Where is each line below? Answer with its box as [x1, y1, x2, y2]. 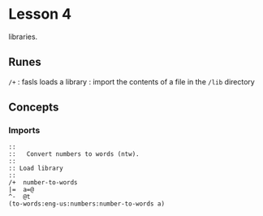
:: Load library [8, 164, 63, 173]
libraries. [8, 32, 38, 41]
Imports [8, 125, 41, 136]
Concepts [8, 101, 59, 114]
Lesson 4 [8, 5, 72, 24]
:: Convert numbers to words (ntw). [8, 150, 140, 158]
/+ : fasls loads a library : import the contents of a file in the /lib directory [8, 76, 256, 86]
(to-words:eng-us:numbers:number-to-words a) [8, 200, 165, 208]
